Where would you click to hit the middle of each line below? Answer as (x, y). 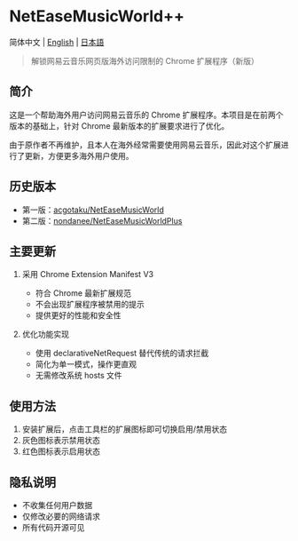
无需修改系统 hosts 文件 (78, 376)
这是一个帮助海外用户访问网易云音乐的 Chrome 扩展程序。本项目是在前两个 (146, 115)
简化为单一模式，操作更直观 (86, 364)
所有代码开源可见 (53, 527)
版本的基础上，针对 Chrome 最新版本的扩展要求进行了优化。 (119, 125)
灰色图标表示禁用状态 (61, 441)
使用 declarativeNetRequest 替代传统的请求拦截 (122, 354)
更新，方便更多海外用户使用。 (79, 155)
